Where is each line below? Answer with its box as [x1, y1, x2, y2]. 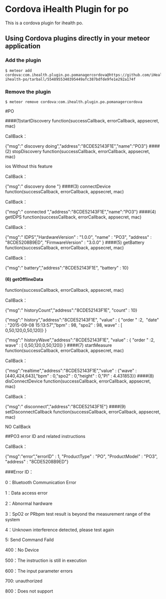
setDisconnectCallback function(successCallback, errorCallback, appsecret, [5, 409, 161, 415]
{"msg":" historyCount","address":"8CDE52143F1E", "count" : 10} [5, 307, 137, 313]
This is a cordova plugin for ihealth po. [5, 20, 83, 26]
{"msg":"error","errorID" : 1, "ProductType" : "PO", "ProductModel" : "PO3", [5, 453, 158, 459]
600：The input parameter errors [5, 568, 73, 574]
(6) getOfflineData [5, 276, 43, 282]
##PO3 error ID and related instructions [5, 434, 85, 439]
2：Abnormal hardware [5, 500, 53, 506]
